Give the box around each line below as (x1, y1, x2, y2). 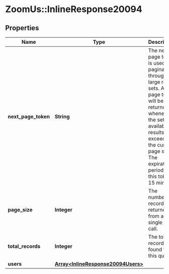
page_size (8, 207, 33, 213)
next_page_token (8, 113, 50, 120)
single (148, 219, 162, 226)
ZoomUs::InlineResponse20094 (5, 4, 142, 15)
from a (148, 213, 164, 220)
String (54, 113, 70, 120)
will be (148, 97, 163, 104)
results (148, 129, 164, 135)
